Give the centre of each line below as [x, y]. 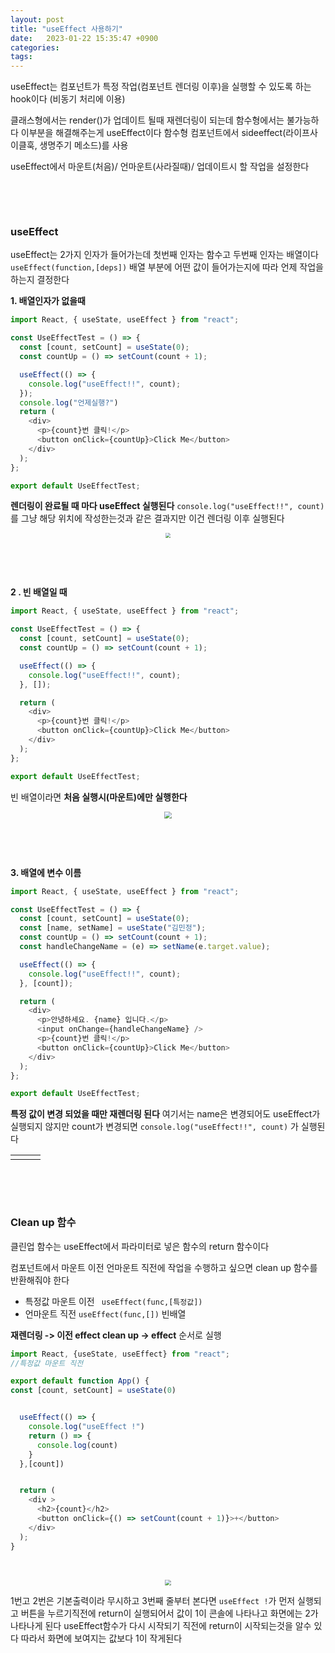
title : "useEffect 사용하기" [66, 29]
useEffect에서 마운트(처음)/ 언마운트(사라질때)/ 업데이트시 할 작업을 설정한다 [160, 167]
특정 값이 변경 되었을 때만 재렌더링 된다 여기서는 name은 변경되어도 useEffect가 [165, 1114]
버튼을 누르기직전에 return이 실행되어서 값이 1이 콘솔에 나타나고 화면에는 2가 [169, 1613]
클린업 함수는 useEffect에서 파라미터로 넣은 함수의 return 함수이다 [140, 1246]
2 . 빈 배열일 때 [39, 592]
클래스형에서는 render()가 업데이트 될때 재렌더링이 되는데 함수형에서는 [147, 120]
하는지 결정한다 [40, 280]
